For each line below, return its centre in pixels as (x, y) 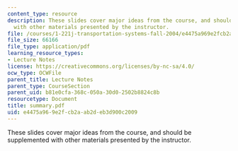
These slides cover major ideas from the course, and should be (100, 132)
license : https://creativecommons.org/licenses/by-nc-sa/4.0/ (101, 66)
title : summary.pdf (36, 106)
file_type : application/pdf (49, 47)
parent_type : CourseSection (49, 86)
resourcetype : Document (42, 99)
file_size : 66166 (33, 40)
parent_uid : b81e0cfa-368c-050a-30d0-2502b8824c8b (84, 92)
